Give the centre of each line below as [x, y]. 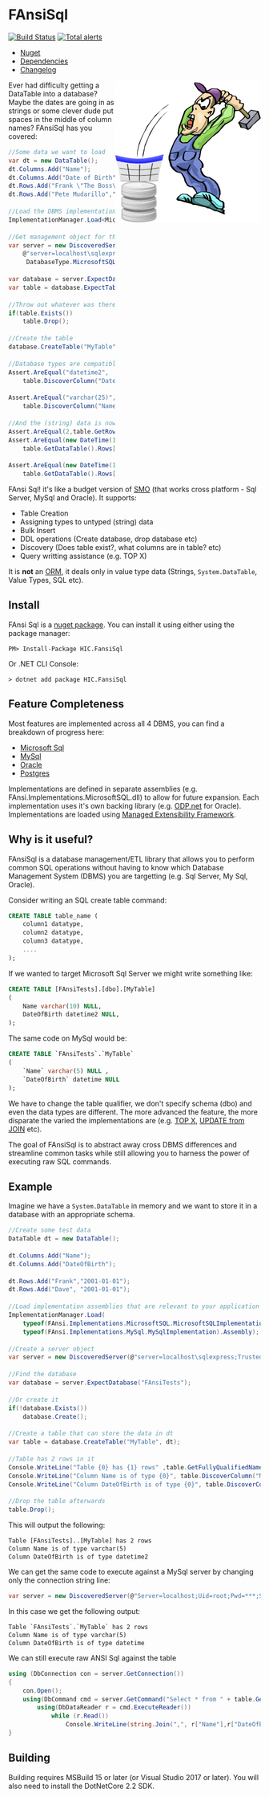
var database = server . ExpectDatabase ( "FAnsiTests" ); [100, 1383]
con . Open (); [42, 1691]
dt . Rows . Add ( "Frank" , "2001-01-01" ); [69, 1281]
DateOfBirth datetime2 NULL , [71, 1015]
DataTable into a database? [53, 93]
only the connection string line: [59, 1580]
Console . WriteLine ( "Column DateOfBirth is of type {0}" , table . [118, 1484]
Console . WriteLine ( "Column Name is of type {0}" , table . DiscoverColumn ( [132, 1476]
